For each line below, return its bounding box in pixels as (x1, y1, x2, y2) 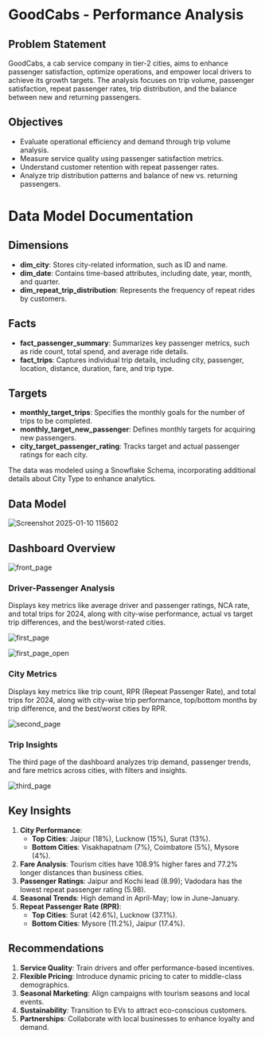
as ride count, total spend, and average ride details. (19, 346, 189, 356)
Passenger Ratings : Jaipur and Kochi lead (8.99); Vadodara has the (19, 876, 243, 886)
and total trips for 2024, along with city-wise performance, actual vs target (8, 609, 253, 619)
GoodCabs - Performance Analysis (8, 6, 244, 24)
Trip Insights (8, 739, 58, 750)
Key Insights (8, 804, 72, 818)
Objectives (8, 116, 64, 129)
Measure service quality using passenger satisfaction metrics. (19, 153, 224, 163)
